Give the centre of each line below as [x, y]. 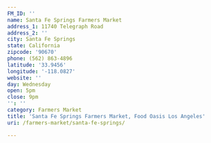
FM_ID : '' [21, 13]
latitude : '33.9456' [37, 65]
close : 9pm [23, 97]
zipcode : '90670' [32, 53]
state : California [34, 46]
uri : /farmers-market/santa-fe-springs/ [66, 123]
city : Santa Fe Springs [42, 39]
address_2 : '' [28, 33]
